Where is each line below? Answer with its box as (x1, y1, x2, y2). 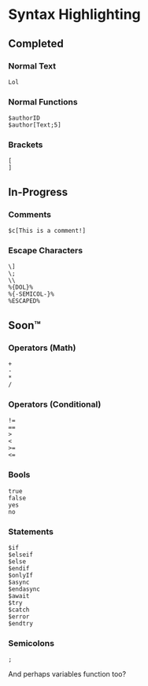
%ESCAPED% (8, 297, 41, 305)
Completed (8, 37, 65, 50)
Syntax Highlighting (8, 6, 142, 24)
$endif (8, 565, 30, 573)
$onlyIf (8, 572, 34, 580)
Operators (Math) (8, 342, 76, 353)
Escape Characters (8, 245, 83, 256)
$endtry (8, 620, 34, 628)
